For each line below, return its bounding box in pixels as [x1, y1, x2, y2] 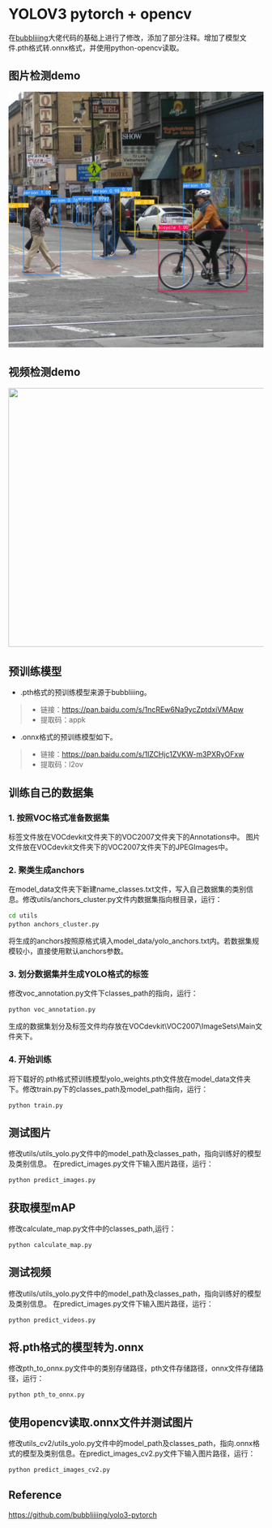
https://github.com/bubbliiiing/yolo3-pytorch [8, 1509, 158, 1519]
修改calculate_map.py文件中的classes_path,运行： [8, 1224, 176, 1233]
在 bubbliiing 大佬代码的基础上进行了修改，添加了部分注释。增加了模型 [8, 32, 240, 42]
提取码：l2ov [40, 760, 83, 770]
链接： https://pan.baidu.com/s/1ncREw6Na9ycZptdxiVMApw [40, 705, 244, 714]
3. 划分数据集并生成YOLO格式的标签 [8, 969, 149, 980]
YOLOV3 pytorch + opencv [8, 5, 193, 24]
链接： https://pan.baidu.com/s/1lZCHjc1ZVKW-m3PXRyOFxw [40, 749, 244, 759]
